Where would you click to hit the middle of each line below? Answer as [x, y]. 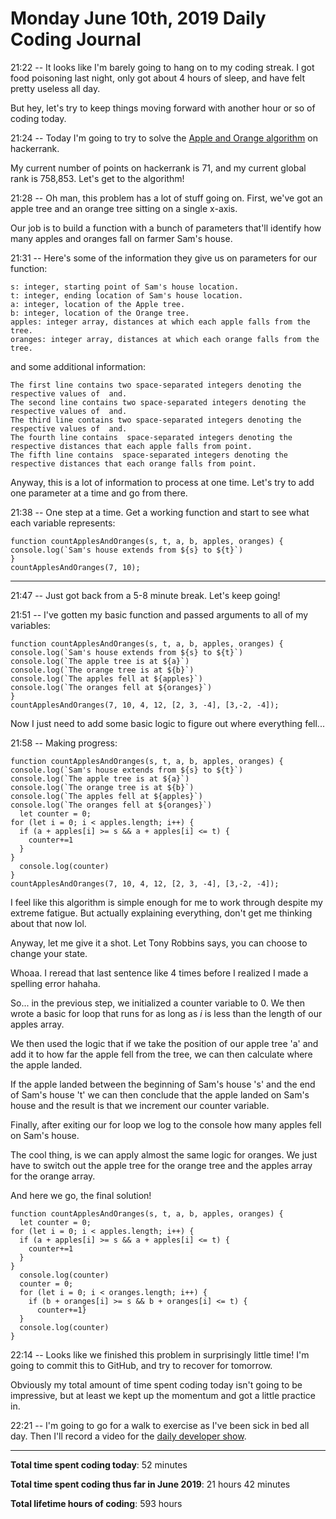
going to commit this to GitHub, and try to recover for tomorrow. [141, 1365]
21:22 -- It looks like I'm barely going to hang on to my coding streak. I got [162, 67]
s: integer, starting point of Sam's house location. [125, 287]
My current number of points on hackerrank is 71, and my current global [158, 168]
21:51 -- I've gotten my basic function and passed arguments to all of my [159, 614]
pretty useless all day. [55, 88]
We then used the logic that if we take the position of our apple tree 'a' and [164, 1043]
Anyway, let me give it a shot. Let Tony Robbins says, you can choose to [159, 943]
